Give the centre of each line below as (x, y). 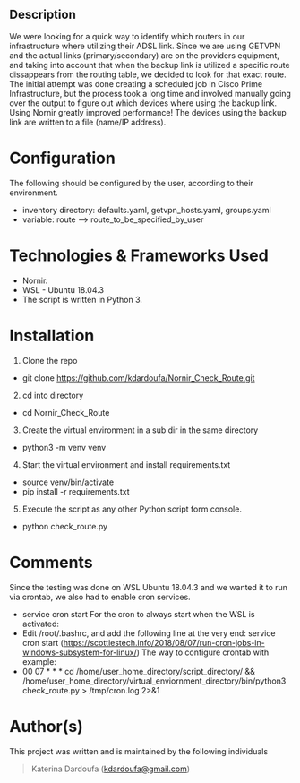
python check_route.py (65, 526)
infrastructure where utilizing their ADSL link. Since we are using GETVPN (145, 46)
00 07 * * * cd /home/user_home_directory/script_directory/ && (138, 671)
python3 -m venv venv (64, 447)
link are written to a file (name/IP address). (88, 122)
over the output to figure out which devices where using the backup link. (143, 103)
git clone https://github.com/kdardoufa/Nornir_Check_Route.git (138, 378)
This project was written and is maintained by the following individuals (139, 751)
